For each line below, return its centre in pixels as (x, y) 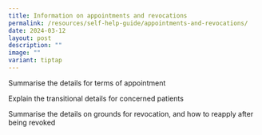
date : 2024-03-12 (37, 30)
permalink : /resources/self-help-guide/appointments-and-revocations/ (128, 23)
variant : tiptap (35, 61)
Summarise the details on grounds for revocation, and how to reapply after (131, 113)
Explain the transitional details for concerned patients (96, 98)
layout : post (30, 38)
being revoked (32, 122)
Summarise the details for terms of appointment (87, 83)
